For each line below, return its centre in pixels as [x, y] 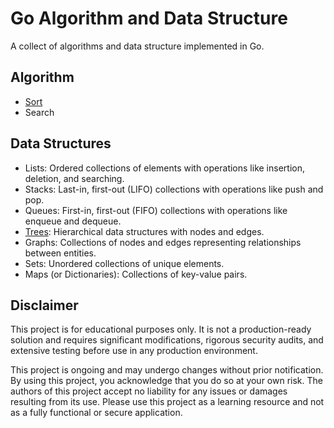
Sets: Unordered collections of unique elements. [124, 263]
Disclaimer [44, 305]
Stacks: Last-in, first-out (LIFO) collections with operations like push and [174, 189]
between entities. [60, 253]
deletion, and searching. [74, 178]
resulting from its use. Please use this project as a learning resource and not [167, 402]
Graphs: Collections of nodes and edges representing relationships [163, 242]
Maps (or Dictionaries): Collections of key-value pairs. [136, 274]
